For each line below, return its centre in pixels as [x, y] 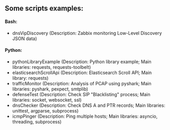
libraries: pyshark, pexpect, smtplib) [50, 89]
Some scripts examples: [44, 8]
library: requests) [30, 78]
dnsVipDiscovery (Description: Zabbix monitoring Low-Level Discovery [87, 33]
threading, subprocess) [37, 122]
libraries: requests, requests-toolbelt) [51, 67]
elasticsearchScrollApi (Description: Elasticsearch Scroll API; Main [82, 72]
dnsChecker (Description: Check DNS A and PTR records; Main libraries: [89, 105]
